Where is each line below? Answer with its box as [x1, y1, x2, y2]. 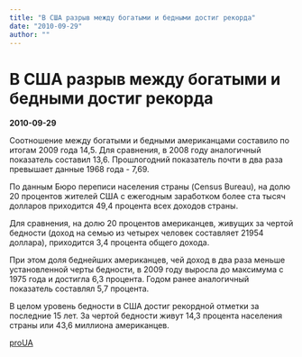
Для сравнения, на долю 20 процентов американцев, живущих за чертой [9, 218, 294, 229]
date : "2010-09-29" [9, 22, 83, 31]
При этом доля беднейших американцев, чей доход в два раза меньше [9, 254, 286, 266]
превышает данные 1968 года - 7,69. [9, 164, 151, 175]
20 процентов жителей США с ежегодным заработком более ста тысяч [9, 191, 286, 202]
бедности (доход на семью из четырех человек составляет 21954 [9, 227, 264, 239]
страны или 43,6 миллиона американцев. [9, 320, 169, 331]
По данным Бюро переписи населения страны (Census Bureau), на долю [9, 181, 291, 192]
